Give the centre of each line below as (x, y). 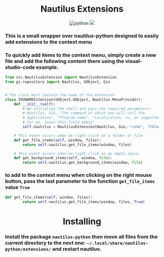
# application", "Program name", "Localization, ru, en (81, 118)
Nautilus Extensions (82, 9)
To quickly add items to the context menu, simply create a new (81, 55)
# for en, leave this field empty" (59, 122)
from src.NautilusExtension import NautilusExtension (61, 77)
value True (18, 188)
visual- (134, 61)
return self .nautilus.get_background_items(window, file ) (83, 163)
